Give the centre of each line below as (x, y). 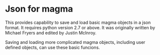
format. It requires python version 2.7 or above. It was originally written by (80, 27)
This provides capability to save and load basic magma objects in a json (78, 22)
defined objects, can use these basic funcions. (52, 47)
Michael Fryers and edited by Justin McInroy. (51, 33)
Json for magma (39, 9)
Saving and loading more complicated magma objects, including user (75, 42)
